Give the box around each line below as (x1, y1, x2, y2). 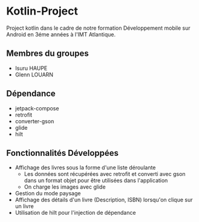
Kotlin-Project (6, 4, 79, 18)
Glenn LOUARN (15, 71, 53, 78)
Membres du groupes (6, 49, 89, 59)
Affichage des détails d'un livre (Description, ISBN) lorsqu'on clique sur (15, 196, 193, 204)
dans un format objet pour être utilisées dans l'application (24, 177, 168, 184)
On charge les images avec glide (24, 183, 106, 190)
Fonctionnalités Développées (6, 147, 119, 158)
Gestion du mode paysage (15, 190, 81, 197)
